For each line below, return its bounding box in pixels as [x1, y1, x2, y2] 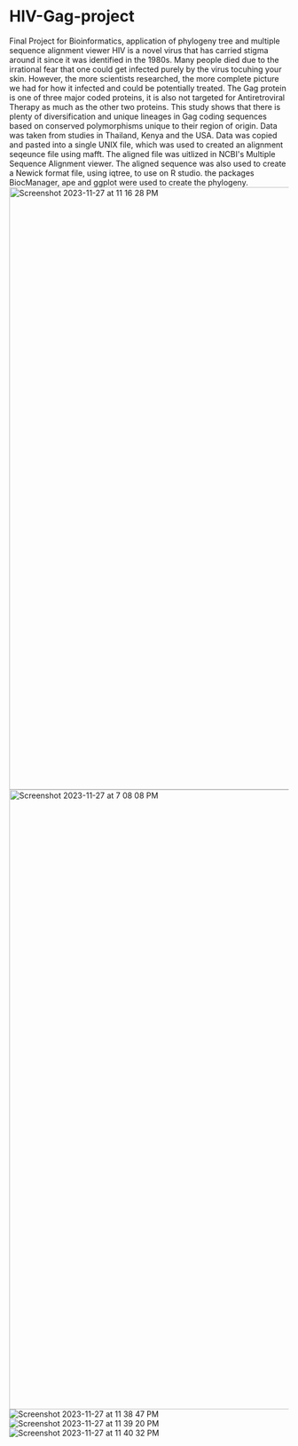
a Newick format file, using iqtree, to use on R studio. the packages [9, 167, 255, 178]
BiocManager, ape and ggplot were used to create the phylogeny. [9, 177, 248, 187]
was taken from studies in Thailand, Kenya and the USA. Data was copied [9, 130, 278, 140]
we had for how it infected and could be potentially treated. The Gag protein [9, 83, 286, 93]
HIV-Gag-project [9, 6, 135, 27]
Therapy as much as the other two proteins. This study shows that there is [9, 101, 281, 112]
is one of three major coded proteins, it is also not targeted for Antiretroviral [9, 91, 286, 103]
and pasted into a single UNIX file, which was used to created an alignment [9, 139, 284, 150]
